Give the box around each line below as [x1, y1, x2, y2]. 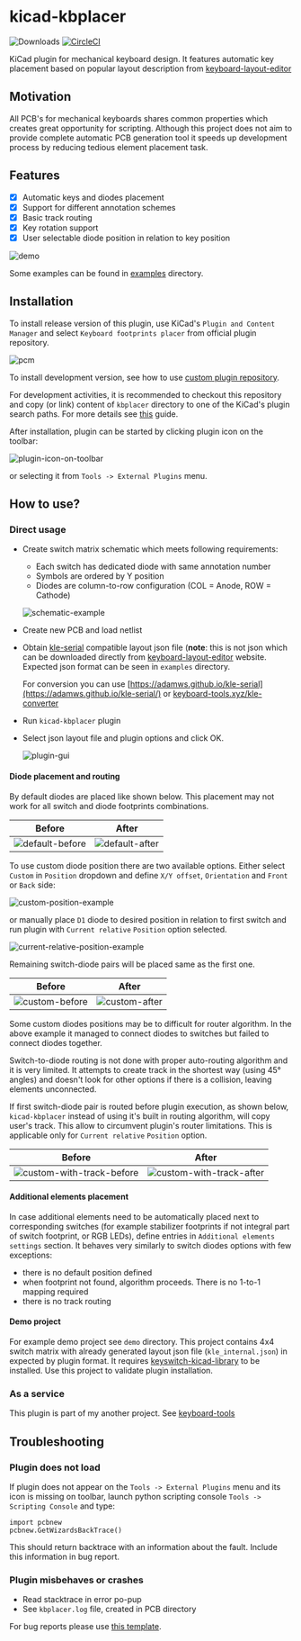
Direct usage [9, 524, 66, 536]
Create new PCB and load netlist [22, 625, 143, 636]
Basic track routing [22, 212, 93, 222]
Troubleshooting [9, 1434, 105, 1449]
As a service [9, 1387, 65, 1400]
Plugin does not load [9, 1461, 101, 1474]
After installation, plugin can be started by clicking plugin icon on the [9, 426, 263, 437]
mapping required [22, 1285, 89, 1297]
